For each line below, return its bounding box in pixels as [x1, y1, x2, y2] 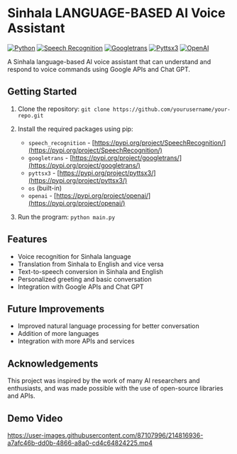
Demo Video [7, 412, 63, 424]
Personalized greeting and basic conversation [17, 275, 153, 283]
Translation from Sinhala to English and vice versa [17, 260, 165, 268]
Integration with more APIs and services [17, 337, 135, 346]
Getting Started [7, 85, 77, 97]
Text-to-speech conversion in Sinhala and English [17, 267, 163, 275]
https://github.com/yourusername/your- [112, 105, 231, 113]
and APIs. [7, 391, 35, 400]
